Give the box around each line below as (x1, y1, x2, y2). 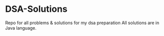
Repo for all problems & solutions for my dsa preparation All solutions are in (5, 20, 160, 26)
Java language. (5, 25, 37, 31)
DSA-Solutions (5, 3, 68, 15)
